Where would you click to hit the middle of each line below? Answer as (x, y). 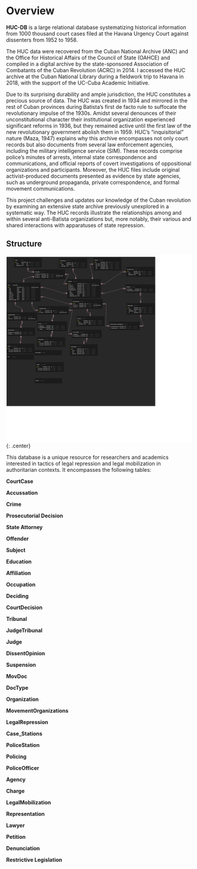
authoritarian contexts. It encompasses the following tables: (79, 469)
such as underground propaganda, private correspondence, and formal (93, 182)
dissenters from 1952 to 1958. (42, 40)
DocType (17, 687)
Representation (26, 814)
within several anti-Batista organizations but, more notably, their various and (99, 219)
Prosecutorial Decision (35, 516)
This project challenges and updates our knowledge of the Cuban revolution (98, 200)
